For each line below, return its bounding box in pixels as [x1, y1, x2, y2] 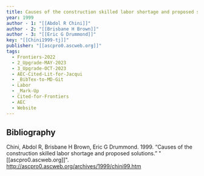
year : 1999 [6, 15, 34, 21]
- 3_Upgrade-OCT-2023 [12, 65, 67, 72]
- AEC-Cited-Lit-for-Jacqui [12, 71, 83, 77]
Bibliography [6, 127, 56, 137]
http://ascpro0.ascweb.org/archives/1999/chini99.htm [6, 163, 141, 170]
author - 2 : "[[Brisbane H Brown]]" [6, 25, 99, 32]
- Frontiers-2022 [12, 54, 56, 60]
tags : [6, 49, 20, 55]
